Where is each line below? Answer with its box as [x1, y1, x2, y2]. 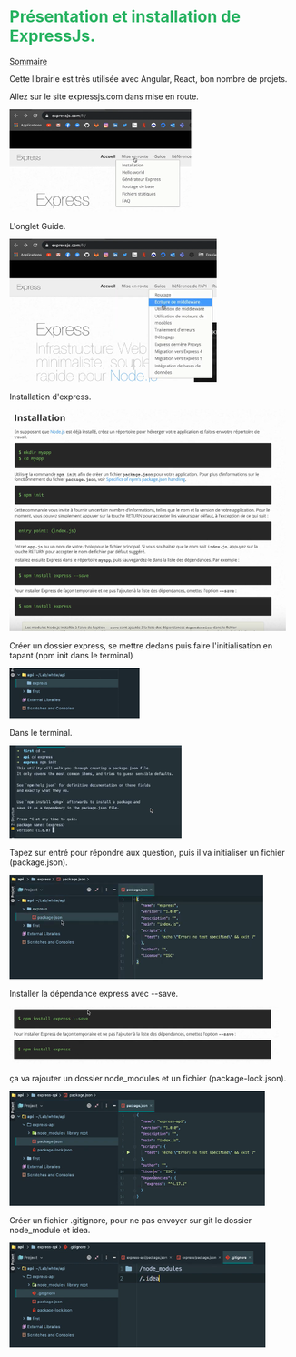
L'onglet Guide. [9, 220, 66, 231]
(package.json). [9, 857, 68, 868]
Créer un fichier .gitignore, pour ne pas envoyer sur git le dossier [9, 1214, 252, 1225]
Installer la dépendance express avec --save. [9, 988, 179, 999]
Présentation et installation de [9, 6, 241, 27]
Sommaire [9, 55, 48, 66]
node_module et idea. [9, 1224, 91, 1235]
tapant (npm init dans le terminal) [9, 649, 133, 660]
